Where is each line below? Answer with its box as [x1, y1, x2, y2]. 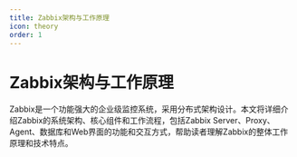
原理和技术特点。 [9, 138, 73, 149]
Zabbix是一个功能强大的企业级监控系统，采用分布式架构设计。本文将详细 [9, 103, 281, 114]
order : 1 [9, 30, 43, 39]
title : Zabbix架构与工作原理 [9, 13, 110, 23]
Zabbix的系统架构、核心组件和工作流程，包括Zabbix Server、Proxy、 [16, 115, 275, 126]
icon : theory [9, 22, 59, 31]
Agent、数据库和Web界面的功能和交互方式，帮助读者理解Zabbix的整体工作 [9, 126, 288, 137]
